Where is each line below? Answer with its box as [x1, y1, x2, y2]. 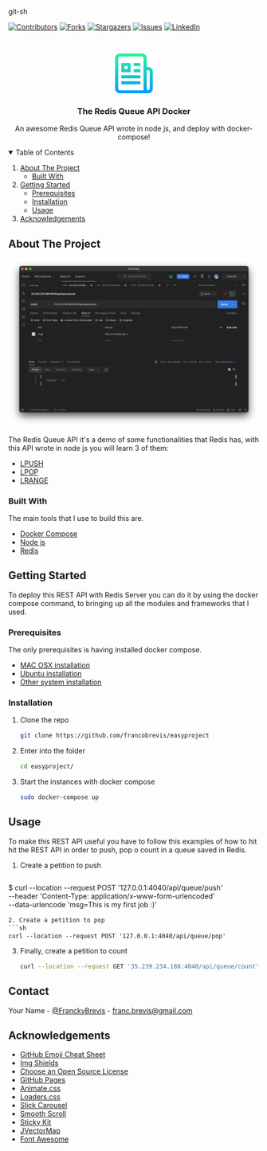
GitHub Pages [19, 1075, 66, 1085]
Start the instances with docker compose [19, 777, 155, 787]
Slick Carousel [19, 1101, 68, 1110]
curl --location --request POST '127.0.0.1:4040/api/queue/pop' [8, 932, 226, 940]
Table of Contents [15, 147, 74, 158]
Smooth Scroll [19, 1109, 66, 1118]
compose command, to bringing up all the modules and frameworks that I [8, 598, 249, 608]
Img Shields [19, 1059, 59, 1068]
